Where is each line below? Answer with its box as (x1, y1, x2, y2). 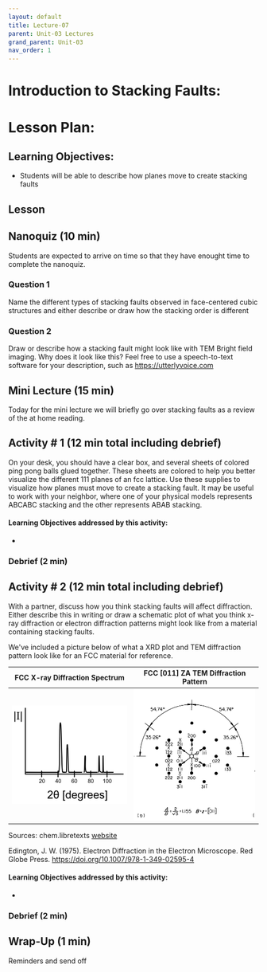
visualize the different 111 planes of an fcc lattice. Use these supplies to (8, 474, 241, 484)
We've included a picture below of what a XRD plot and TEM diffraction (8, 642, 242, 652)
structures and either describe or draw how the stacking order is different (8, 305, 249, 315)
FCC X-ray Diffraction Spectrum (14, 672, 125, 682)
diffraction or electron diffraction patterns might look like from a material (20, 618, 257, 628)
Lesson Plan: (8, 118, 95, 136)
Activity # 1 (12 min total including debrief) (8, 437, 222, 450)
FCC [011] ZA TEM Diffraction (143, 668, 246, 678)
